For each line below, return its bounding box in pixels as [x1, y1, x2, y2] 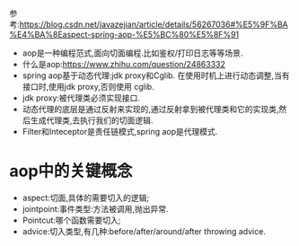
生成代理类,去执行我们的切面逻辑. [30, 115, 154, 126]
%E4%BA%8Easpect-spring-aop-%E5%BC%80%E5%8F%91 [9, 30, 240, 40]
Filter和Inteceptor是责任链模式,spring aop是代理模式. [22, 127, 218, 136]
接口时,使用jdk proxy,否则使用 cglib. [22, 82, 154, 92]
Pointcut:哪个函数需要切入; [22, 215, 121, 225]
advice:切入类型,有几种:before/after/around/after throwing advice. [22, 225, 267, 236]
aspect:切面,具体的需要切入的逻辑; [22, 192, 150, 203]
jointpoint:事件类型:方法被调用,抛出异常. [22, 203, 169, 214]
